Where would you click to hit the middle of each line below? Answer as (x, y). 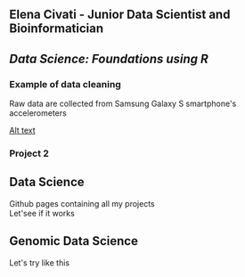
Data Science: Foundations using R (109, 58)
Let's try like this (39, 263)
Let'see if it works (42, 213)
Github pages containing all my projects (82, 203)
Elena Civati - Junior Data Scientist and (120, 15)
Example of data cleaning (65, 84)
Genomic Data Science (73, 241)
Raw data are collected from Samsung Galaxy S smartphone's (123, 104)
